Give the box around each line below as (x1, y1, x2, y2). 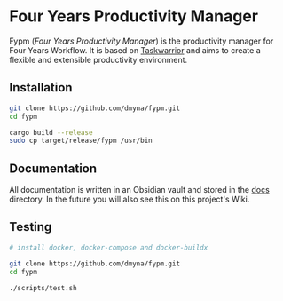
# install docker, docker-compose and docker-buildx (9, 242, 208, 252)
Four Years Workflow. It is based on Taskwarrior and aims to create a (9, 44, 262, 55)
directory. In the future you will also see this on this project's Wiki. (9, 194, 250, 205)
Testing (9, 219, 52, 234)
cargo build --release (9, 128, 93, 137)
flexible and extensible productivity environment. (9, 54, 188, 65)
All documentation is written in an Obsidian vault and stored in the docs (9, 185, 271, 195)
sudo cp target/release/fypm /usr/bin (9, 136, 153, 146)
